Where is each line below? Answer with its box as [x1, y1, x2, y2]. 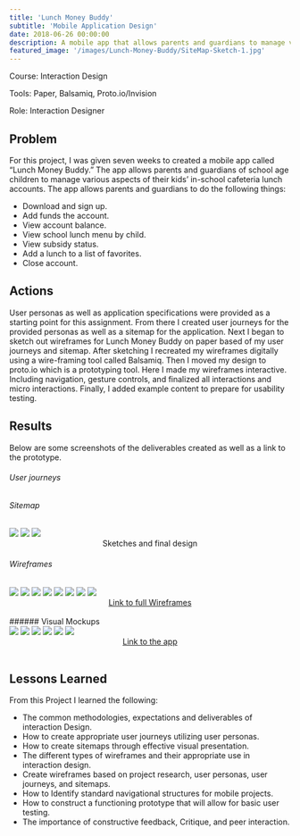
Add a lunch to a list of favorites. [21, 247, 142, 259]
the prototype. [9, 452, 62, 463]
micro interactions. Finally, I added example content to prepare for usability [9, 383, 286, 394]
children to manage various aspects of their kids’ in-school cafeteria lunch [9, 173, 283, 184]
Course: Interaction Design [9, 71, 108, 81]
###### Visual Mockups [9, 615, 101, 626]
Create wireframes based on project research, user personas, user [21, 769, 268, 780]
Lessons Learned [9, 671, 107, 686]
